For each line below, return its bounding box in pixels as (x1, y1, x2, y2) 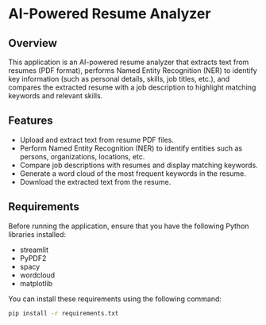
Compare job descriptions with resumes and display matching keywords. (19, 160, 258, 170)
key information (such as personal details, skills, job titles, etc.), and (8, 75, 230, 83)
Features (8, 114, 53, 128)
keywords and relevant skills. (8, 91, 103, 100)
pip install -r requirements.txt (8, 309, 119, 317)
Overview (8, 36, 58, 50)
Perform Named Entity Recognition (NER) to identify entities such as (19, 143, 243, 153)
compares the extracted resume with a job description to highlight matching (8, 82, 256, 92)
